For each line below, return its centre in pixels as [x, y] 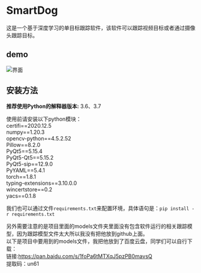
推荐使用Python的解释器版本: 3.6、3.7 [54, 106]
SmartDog [32, 10]
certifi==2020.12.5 [29, 125]
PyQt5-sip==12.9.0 [29, 164]
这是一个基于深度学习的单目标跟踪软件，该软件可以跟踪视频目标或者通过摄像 [101, 28]
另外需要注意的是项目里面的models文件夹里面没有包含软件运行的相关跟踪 [97, 226]
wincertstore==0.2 [29, 189]
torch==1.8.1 [21, 176]
